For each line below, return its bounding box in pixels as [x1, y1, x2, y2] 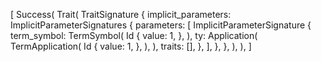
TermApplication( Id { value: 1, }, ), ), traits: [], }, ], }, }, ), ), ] [10, 40, 252, 52]
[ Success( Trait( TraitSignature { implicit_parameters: [10, 9, 232, 20]
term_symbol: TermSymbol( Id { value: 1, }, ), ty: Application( [10, 30, 258, 41]
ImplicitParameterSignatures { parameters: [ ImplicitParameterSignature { [10, 19, 312, 31]
